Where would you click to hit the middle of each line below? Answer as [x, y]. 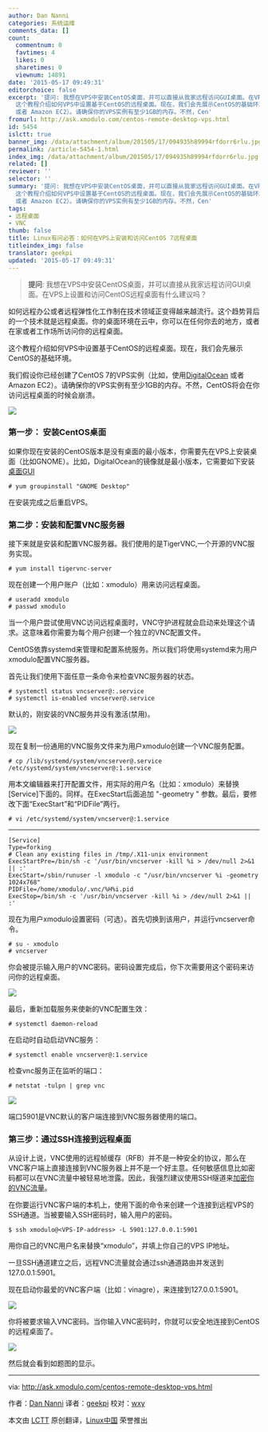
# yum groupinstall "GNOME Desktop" [69, 486]
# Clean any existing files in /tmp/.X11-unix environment [108, 854]
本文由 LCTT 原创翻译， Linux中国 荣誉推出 [78, 1420]
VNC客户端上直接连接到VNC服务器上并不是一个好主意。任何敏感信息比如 [128, 1168]
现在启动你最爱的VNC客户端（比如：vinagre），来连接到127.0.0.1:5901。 [126, 1290]
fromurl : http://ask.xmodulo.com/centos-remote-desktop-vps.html [119, 120]
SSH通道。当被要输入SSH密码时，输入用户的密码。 [93, 1215]
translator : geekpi [41, 253]
